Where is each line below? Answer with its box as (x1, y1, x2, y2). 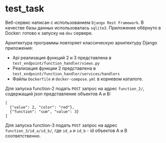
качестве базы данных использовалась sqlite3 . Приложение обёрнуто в (5, 24, 161, 30)
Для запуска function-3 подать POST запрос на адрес (5, 122, 118, 128)
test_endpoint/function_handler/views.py (12, 61, 100, 66)
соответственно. (5, 133, 41, 139)
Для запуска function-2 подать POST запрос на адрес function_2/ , (5, 85, 145, 91)
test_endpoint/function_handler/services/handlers (12, 71, 120, 76)
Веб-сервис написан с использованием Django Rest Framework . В (5, 19, 144, 25)
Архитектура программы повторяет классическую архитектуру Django (5, 39, 158, 45)
